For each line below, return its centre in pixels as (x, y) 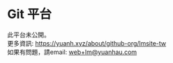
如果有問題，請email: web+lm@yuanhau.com (72, 52)
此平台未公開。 (29, 35)
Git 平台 (30, 14)
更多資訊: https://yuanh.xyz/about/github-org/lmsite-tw (87, 43)
